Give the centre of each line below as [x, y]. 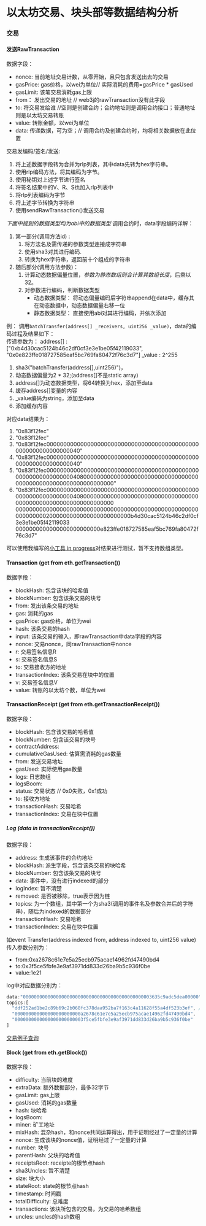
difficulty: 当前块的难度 [44, 1080]
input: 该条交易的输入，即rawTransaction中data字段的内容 [89, 636]
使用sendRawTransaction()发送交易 [60, 210]
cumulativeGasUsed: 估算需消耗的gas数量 [68, 754]
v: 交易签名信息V [36, 682]
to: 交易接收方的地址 [41, 667]
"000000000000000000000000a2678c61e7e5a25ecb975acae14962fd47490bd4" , [104, 1014]
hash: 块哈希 [31, 1111]
